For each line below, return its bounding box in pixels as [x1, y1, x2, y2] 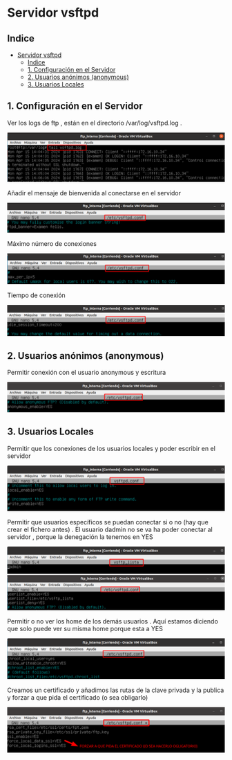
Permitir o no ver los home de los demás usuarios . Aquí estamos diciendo [7, 617, 219, 626]
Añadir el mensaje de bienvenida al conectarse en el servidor [7, 189, 182, 197]
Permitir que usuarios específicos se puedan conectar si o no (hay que [7, 518, 209, 526]
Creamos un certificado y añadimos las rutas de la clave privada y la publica [7, 686, 224, 694]
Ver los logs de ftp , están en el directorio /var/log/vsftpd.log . [7, 118, 182, 127]
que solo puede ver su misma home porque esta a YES [7, 625, 164, 633]
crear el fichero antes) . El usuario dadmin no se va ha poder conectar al [7, 525, 213, 533]
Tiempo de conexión [7, 291, 66, 299]
